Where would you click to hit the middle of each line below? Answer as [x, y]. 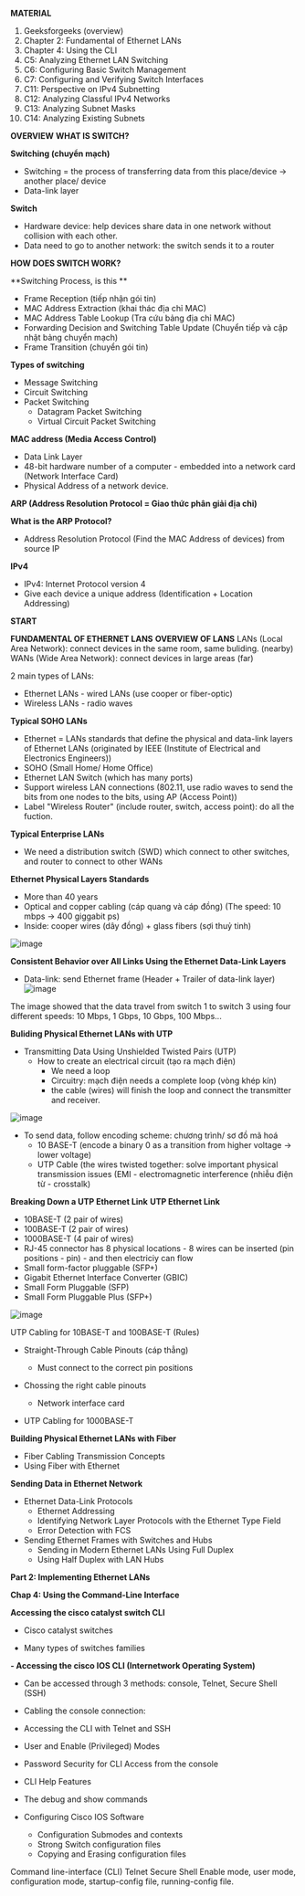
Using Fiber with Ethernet [71, 1466]
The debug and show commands [86, 1799]
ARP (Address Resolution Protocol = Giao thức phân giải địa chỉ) [134, 503]
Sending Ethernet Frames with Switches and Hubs [118, 1540]
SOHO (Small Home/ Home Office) [88, 768]
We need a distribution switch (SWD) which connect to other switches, [157, 852]
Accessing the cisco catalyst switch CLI [88, 1612]
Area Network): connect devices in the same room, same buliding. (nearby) [152, 648]
